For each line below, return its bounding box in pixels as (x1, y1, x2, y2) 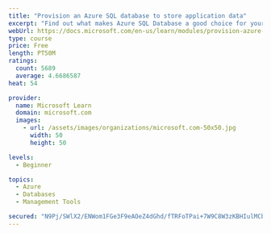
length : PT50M (8, 49, 56, 57)
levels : (8, 153, 35, 161)
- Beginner (15, 160, 52, 169)
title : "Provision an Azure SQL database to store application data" (8, 11, 248, 20)
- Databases (15, 190, 56, 198)
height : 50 (29, 139, 67, 147)
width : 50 (29, 131, 63, 139)
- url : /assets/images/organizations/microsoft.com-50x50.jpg (23, 124, 236, 132)
